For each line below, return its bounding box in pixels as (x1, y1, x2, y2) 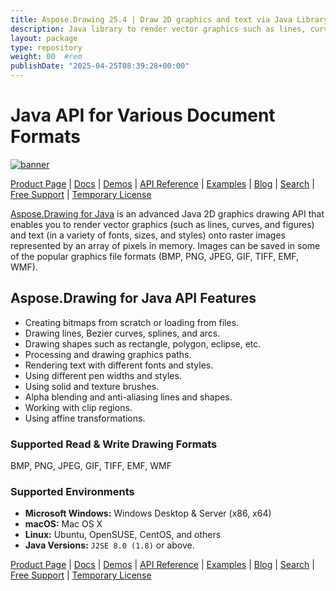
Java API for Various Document (10, 104, 276, 127)
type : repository (10, 42, 83, 53)
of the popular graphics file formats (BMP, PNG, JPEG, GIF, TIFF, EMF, (10, 250, 300, 262)
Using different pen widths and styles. (24, 369, 182, 381)
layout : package (10, 33, 78, 43)
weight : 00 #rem (10, 52, 83, 62)
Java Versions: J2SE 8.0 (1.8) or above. (24, 539, 195, 551)
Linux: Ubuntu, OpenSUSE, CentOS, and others (24, 529, 222, 541)
